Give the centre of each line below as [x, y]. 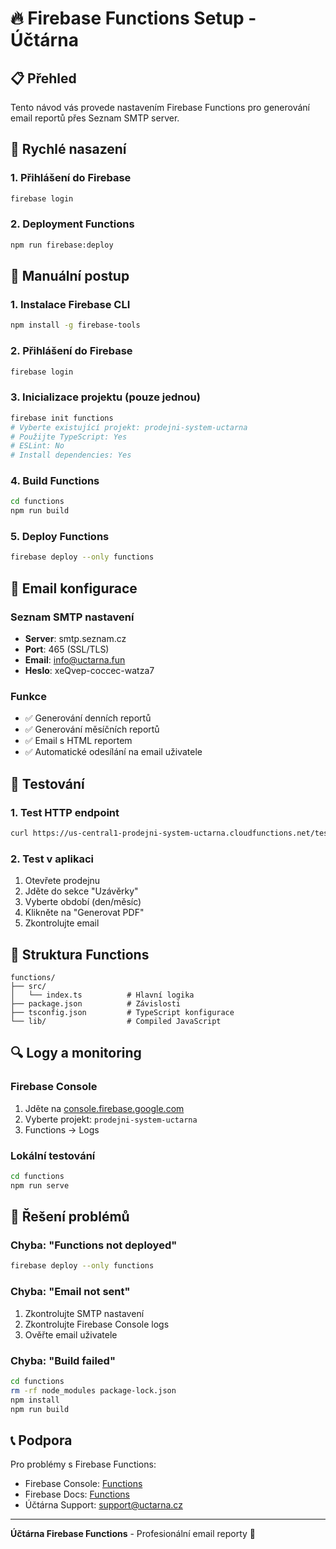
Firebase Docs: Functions [77, 1494]
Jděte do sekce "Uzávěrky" [81, 891]
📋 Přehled [43, 78]
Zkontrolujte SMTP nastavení [84, 1313]
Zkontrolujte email [62, 923]
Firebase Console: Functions [83, 1484]
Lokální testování [53, 1155]
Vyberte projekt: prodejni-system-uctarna [111, 1119]
